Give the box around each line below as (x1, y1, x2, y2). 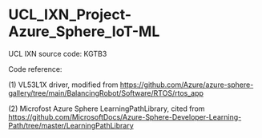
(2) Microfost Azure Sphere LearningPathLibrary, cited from (8, 104, 206, 113)
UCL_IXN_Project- (8, 6, 132, 24)
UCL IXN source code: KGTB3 (8, 49, 107, 58)
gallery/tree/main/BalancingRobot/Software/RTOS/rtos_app (8, 88, 204, 97)
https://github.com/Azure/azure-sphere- (119, 80, 254, 89)
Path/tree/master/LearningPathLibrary (8, 120, 134, 130)
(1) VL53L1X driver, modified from (8, 80, 119, 89)
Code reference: (8, 64, 62, 73)
